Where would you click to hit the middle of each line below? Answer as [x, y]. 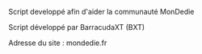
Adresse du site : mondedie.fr [58, 43]
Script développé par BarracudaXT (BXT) [77, 27]
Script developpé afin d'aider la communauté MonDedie [101, 12]
